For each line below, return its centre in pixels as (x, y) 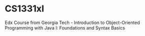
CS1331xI (24, 9)
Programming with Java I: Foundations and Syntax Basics (65, 27)
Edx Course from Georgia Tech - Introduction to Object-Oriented (72, 22)
